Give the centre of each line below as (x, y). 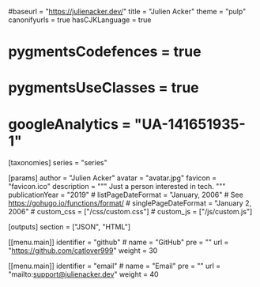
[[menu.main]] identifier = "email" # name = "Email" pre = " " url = (115, 266)
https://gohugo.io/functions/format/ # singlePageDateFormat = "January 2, (130, 203)
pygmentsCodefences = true (105, 52)
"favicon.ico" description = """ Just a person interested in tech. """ (117, 187)
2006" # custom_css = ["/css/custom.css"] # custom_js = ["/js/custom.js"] (130, 212)
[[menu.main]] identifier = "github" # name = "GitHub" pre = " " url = (119, 242)
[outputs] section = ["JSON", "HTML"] (70, 227)
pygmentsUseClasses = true (104, 88)
